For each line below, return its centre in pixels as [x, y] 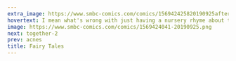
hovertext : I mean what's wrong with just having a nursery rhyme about [116, 20]
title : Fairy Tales [36, 46]
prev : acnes [25, 40]
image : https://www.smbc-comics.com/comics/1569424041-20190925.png [110, 27]
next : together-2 [33, 33]
